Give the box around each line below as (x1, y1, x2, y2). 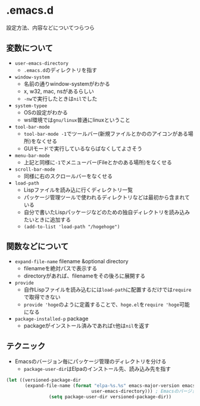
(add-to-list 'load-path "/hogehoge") (23, 224, 120, 230)
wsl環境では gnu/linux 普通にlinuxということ (23, 116, 131, 123)
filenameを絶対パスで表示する (23, 264, 98, 271)
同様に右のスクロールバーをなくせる (23, 172, 113, 179)
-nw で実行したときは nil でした (23, 95, 98, 102)
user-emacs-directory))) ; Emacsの (91, 388, 179, 395)
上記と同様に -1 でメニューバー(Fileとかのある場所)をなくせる (23, 158, 173, 165)
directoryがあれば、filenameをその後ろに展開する (23, 272, 146, 279)
